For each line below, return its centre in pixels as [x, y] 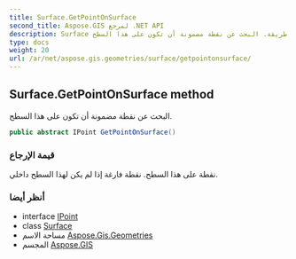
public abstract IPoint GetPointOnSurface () [93, 132]
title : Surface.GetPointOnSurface [73, 17]
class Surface [47, 226]
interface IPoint [50, 216]
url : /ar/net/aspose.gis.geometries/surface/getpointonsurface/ [130, 59]
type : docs [29, 42]
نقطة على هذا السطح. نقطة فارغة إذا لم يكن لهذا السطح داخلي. [114, 174]
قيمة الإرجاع [32, 154]
